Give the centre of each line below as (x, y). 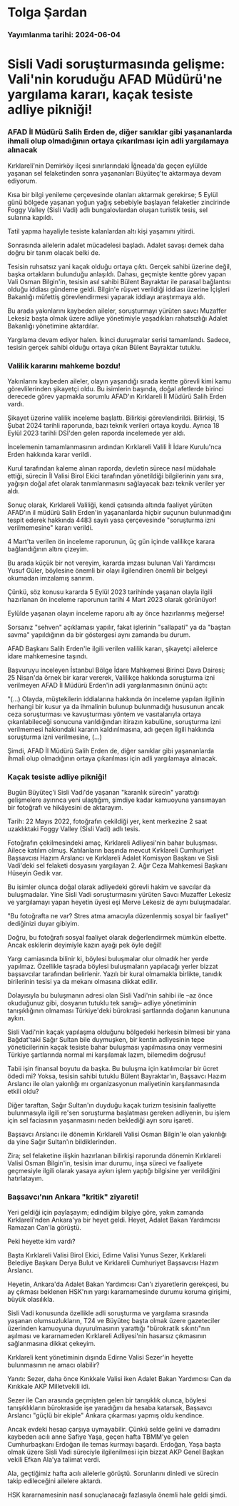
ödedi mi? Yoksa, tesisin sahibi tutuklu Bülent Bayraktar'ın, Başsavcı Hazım (117, 1076)
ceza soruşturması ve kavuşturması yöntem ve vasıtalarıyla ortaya (104, 714)
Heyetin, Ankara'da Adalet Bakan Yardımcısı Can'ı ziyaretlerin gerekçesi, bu (118, 1284)
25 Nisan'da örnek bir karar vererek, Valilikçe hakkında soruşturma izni (111, 677)
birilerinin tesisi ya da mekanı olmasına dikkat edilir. (83, 982)
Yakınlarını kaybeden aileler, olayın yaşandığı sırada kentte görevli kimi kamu (119, 381)
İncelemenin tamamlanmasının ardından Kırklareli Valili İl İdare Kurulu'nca (115, 446)
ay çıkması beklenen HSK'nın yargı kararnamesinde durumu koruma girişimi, (119, 1292)
